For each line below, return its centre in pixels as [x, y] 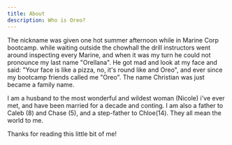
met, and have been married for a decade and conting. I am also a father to [115, 105]
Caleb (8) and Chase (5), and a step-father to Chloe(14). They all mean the [114, 113]
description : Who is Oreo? [46, 20]
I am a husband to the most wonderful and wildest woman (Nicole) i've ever [116, 98]
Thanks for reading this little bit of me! [62, 134]
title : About [26, 14]
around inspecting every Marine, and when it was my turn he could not [109, 55]
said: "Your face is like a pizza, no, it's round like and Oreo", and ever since [115, 70]
